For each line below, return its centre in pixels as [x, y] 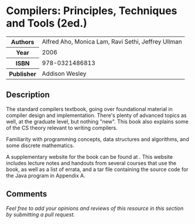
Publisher [23, 73]
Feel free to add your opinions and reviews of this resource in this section [95, 208]
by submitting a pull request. [40, 214]
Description [28, 95]
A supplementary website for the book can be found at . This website [89, 156]
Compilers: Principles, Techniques [92, 11]
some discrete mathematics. [40, 145]
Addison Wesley [64, 73]
